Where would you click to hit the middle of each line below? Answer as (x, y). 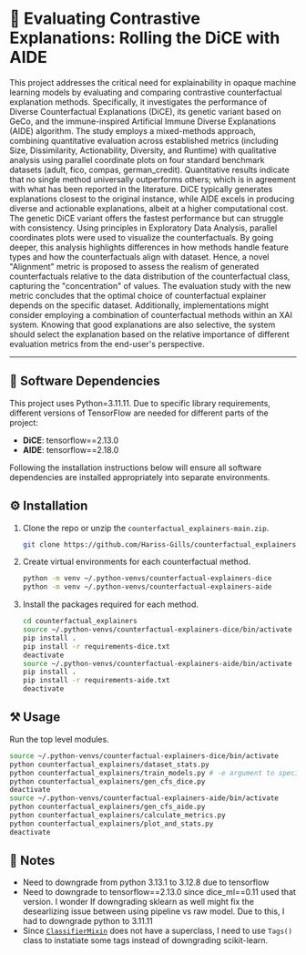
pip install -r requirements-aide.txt (96, 681)
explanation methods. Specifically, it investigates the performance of (138, 102)
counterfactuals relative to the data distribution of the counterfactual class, (150, 276)
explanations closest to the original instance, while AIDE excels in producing (152, 199)
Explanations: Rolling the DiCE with (145, 38)
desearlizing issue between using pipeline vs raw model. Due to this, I (153, 911)
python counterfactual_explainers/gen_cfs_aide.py (107, 807)
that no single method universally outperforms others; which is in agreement (153, 179)
